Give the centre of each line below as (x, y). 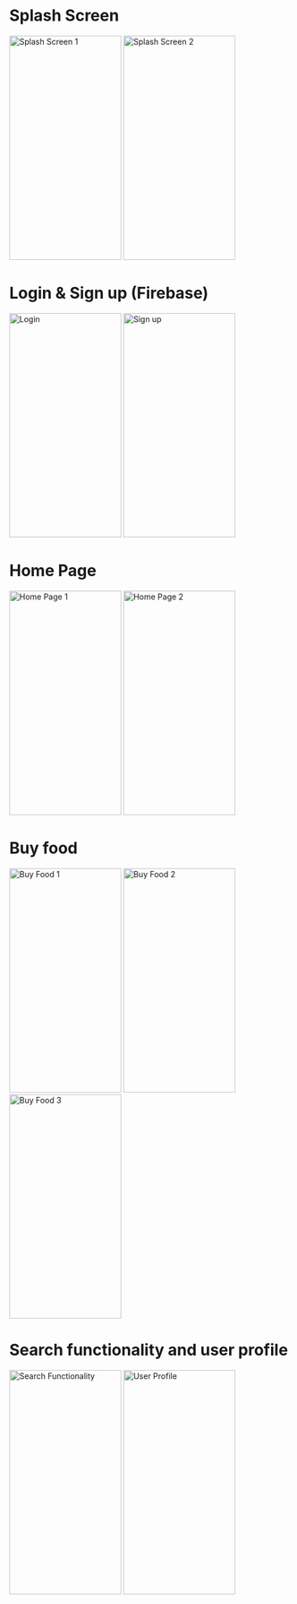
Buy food (43, 848)
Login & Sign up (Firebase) (109, 293)
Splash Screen (64, 16)
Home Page (53, 571)
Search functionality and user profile (149, 1350)
